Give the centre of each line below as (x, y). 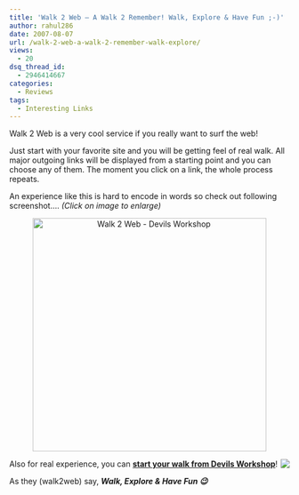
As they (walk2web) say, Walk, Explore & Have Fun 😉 (109, 482)
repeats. (24, 180)
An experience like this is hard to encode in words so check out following (143, 196)
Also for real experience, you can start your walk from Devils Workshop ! (144, 464)
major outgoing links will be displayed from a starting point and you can (140, 160)
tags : (19, 100)
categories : (31, 84)
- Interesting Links (55, 108)
